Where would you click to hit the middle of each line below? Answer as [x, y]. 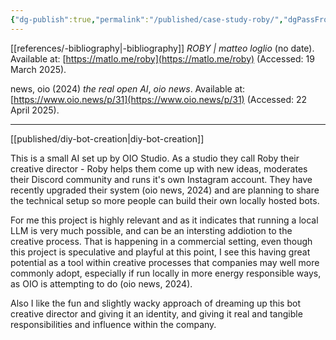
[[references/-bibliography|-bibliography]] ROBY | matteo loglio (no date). [162, 48]
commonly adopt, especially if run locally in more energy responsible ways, [166, 273]
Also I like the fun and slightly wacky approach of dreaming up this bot [155, 303]
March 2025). [38, 69]
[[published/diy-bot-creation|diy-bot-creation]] [107, 138]
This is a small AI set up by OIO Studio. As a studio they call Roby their [155, 158]
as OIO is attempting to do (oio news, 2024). [101, 283]
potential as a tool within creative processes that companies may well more [165, 262]
